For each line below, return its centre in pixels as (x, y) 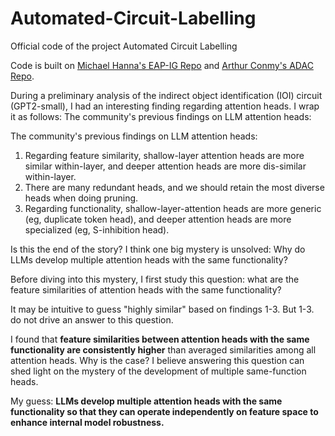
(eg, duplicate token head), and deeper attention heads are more (158, 219)
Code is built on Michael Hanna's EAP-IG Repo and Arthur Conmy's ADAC (162, 65)
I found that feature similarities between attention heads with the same (160, 339)
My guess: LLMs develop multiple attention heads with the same (146, 401)
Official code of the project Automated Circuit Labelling (124, 46)
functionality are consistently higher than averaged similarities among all (163, 349)
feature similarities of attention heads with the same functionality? (146, 289)
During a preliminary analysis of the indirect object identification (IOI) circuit (166, 95)
